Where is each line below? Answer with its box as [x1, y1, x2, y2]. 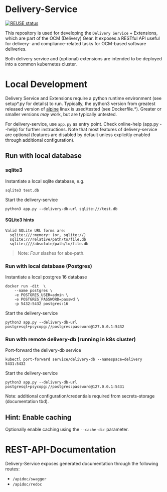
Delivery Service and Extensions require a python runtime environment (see [5, 95, 162, 101]
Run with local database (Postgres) [5, 262, 92, 269]
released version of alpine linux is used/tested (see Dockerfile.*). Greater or [5, 106, 162, 112]
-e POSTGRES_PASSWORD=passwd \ [14, 297, 80, 302]
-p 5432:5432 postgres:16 [14, 302, 69, 307]
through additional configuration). [5, 137, 75, 143]
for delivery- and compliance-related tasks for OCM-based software [5, 40, 146, 46]
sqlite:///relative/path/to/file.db [10, 237, 86, 242]
